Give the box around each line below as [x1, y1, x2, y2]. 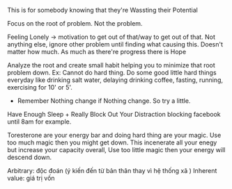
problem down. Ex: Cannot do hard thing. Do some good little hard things [7, 69, 217, 76]
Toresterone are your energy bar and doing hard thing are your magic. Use [7, 131, 222, 139]
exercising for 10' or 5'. [7, 83, 73, 91]
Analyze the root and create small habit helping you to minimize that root [7, 61, 216, 69]
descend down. [7, 153, 52, 161]
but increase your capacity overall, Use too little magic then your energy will [7, 146, 226, 154]
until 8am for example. [7, 117, 72, 126]
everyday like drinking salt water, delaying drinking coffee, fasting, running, [7, 76, 224, 84]
